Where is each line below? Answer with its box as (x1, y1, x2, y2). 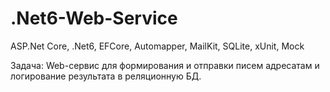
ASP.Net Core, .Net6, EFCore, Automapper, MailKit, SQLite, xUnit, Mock (10, 40, 305, 52)
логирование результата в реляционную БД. (10, 70, 202, 82)
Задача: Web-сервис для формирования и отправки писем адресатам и (10, 59, 320, 71)
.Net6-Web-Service (10, 7, 178, 30)
